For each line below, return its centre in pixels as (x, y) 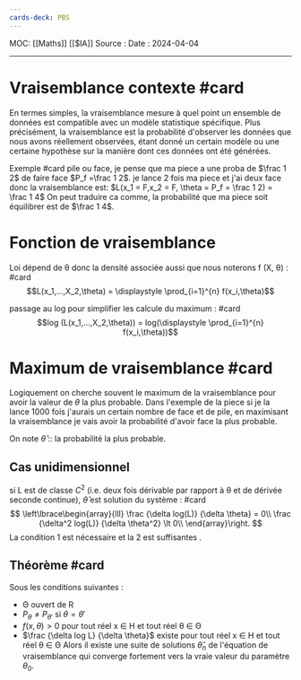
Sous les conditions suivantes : (66, 587)
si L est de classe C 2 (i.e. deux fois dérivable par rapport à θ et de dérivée (146, 489)
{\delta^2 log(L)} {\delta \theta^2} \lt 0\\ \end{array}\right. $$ (150, 523)
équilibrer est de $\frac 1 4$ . (62, 206)
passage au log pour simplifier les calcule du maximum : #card (125, 308)
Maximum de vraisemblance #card (141, 368)
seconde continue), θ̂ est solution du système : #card (107, 500)
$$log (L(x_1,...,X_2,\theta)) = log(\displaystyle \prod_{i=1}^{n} (150, 322)
